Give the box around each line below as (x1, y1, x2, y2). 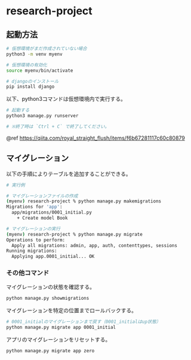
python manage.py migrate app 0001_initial (6, 324, 116, 331)
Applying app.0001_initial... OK (11, 254, 95, 260)
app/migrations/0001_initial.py (11, 210, 93, 216)
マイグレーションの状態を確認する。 (6, 284, 95, 291)
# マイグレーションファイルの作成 (6, 193, 78, 199)
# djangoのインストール (6, 78, 59, 84)
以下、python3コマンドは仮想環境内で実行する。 (6, 96, 127, 103)
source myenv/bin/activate (6, 67, 73, 73)
